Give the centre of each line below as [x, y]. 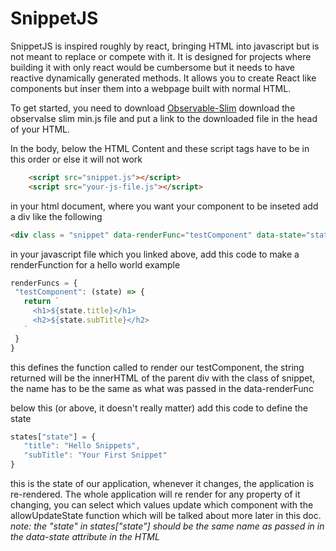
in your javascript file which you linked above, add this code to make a [155, 254]
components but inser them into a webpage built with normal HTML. [151, 88]
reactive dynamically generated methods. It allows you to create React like [163, 78]
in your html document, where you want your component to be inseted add [164, 206]
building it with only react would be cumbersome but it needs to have [152, 67]
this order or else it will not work [76, 159]
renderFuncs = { [44, 283]
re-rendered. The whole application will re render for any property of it [155, 494]
